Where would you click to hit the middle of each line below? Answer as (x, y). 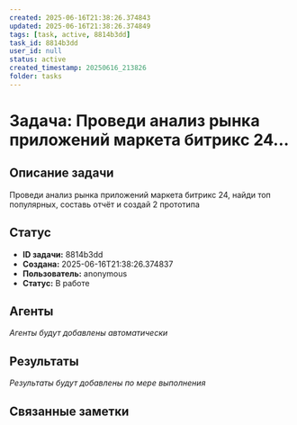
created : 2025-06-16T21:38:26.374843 (80, 18)
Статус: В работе (56, 283)
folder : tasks (36, 77)
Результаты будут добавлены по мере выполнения (108, 383)
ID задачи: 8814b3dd (63, 254)
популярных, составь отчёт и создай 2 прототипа (105, 204)
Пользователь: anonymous (75, 273)
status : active (38, 59)
